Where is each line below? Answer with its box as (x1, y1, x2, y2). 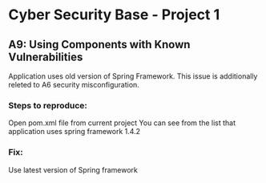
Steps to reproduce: (8, 100, 88, 111)
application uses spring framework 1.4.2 (8, 127, 141, 136)
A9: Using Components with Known (8, 38, 191, 51)
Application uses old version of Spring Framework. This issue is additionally (8, 71, 258, 81)
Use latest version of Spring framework (8, 165, 139, 174)
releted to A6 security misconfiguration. (8, 80, 140, 89)
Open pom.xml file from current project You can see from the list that (8, 118, 236, 128)
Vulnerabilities (8, 50, 83, 63)
